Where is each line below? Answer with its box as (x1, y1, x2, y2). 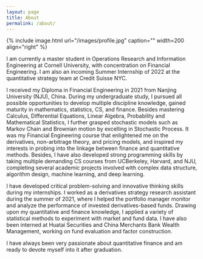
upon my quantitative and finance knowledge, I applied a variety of (6, 208, 174, 216)
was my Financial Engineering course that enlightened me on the (6, 132, 169, 139)
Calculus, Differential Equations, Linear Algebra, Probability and (6, 112, 165, 119)
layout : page (6, 9, 40, 15)
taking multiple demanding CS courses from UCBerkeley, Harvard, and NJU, (6, 158, 197, 165)
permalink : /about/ (6, 20, 56, 26)
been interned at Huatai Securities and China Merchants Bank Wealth (6, 221, 180, 229)
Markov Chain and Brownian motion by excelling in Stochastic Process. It (6, 126, 189, 133)
